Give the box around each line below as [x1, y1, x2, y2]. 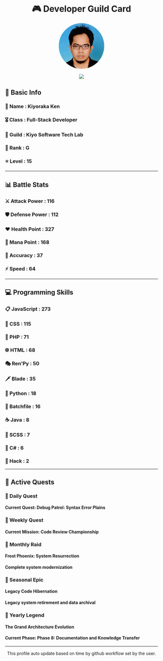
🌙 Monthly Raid [5, 541, 42, 548]
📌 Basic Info [5, 88, 42, 97]
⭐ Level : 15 [5, 157, 33, 164]
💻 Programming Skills [5, 288, 74, 296]
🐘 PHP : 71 [5, 333, 29, 340]
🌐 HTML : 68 [5, 347, 35, 353]
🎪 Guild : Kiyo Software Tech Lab [5, 132, 83, 138]
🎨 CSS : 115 [5, 320, 32, 327]
